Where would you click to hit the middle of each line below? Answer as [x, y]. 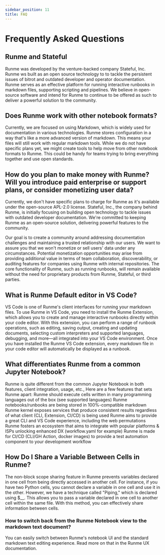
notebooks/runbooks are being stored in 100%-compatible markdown [76, 405]
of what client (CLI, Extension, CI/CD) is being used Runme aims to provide [81, 415]
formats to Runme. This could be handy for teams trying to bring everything [82, 154]
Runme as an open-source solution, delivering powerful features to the [77, 223]
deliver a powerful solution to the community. [51, 100]
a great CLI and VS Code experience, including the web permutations [76, 420]
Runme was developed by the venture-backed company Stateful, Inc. [76, 69]
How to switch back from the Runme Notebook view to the [76, 521]
